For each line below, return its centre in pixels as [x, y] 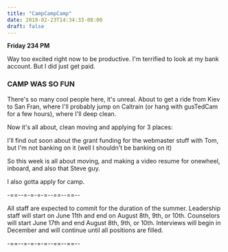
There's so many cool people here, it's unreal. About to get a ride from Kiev [114, 99]
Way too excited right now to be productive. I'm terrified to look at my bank [113, 59]
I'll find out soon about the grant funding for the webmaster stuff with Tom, [113, 140]
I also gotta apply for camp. [46, 181]
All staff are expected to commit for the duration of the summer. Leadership [114, 208]
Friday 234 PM [28, 46]
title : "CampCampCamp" [39, 13]
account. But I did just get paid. [51, 67]
